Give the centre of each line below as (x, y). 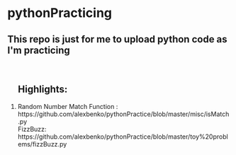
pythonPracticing (60, 13)
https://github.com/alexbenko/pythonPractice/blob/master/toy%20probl (123, 137)
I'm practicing (39, 50)
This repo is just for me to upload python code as (118, 39)
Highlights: (43, 90)
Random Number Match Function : (68, 106)
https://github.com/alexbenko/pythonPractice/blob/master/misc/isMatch (123, 114)
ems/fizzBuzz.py (42, 144)
